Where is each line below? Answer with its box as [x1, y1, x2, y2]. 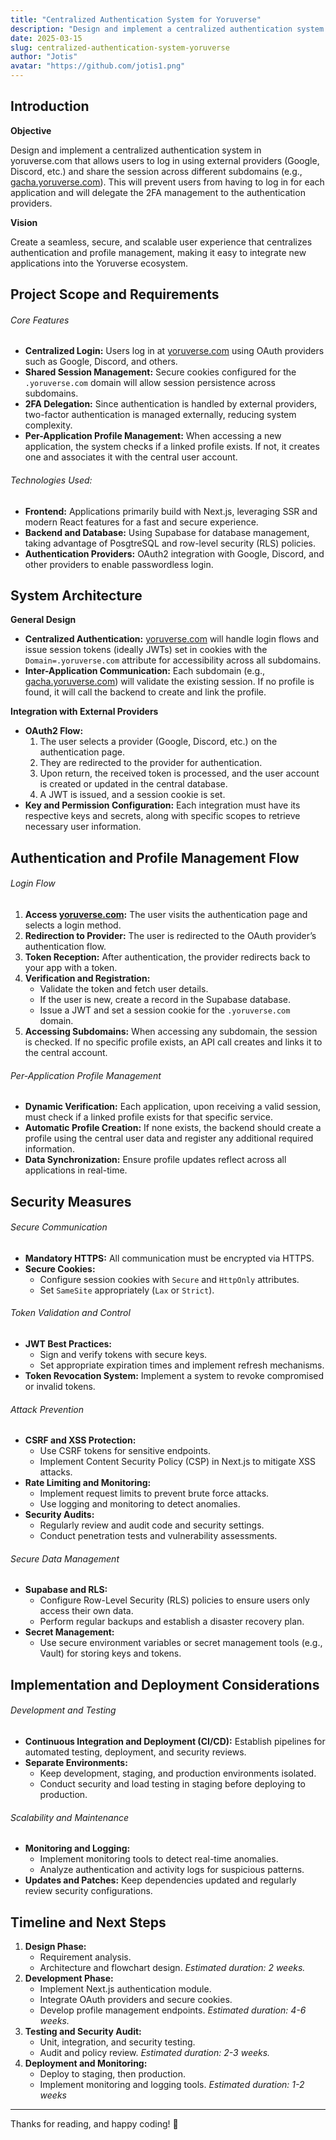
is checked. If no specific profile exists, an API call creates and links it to [24, 1036, 323, 1048]
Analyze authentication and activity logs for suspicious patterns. [39, 1864, 305, 1876]
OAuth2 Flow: [24, 725, 84, 737]
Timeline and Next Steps [10, 1914, 167, 1931]
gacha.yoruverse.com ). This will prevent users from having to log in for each [10, 176, 325, 188]
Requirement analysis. [39, 1951, 132, 1963]
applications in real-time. [24, 1164, 128, 1176]
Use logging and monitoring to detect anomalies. [39, 1498, 241, 1510]
